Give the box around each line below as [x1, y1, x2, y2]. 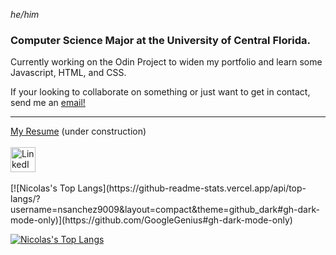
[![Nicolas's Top [10, 182, 76, 194]
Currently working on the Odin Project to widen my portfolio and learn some [10, 56, 323, 68]
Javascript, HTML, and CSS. [10, 67, 127, 79]
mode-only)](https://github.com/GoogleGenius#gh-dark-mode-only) [10, 214, 293, 226]
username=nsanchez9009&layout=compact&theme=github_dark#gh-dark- [10, 204, 320, 216]
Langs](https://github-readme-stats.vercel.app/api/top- [77, 182, 307, 194]
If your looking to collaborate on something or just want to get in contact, [10, 86, 311, 98]
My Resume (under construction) [10, 125, 147, 138]
